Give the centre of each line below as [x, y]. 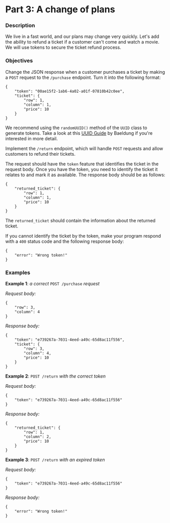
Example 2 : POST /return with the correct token [56, 376]
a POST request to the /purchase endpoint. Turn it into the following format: [83, 77]
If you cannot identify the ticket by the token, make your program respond [83, 236]
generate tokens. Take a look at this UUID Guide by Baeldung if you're [79, 133]
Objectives [19, 61]
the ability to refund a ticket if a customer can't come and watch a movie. [82, 42]
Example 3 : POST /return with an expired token [55, 460]
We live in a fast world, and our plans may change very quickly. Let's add [82, 36]
